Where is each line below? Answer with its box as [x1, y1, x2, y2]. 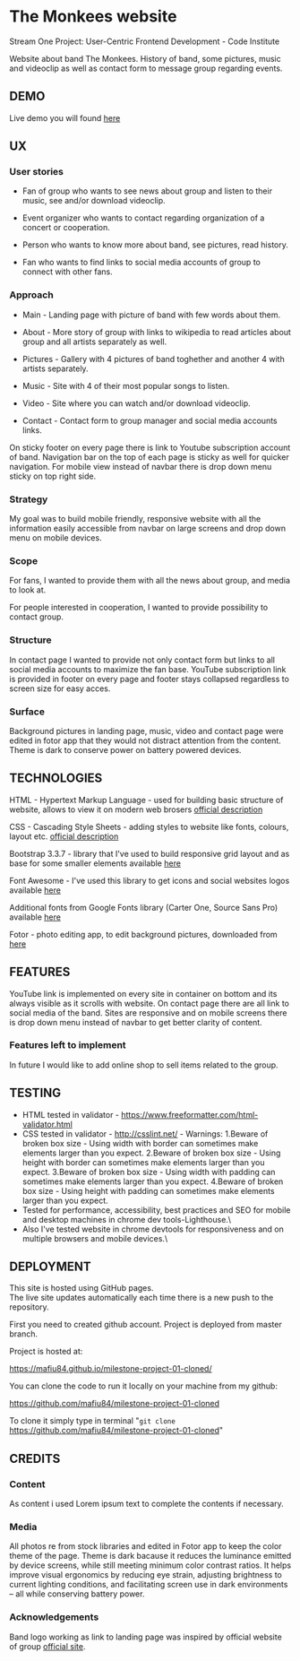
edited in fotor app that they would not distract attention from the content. [9, 735, 282, 746]
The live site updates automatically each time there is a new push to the [9, 1293, 274, 1303]
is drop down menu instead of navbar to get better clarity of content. [9, 1016, 262, 1027]
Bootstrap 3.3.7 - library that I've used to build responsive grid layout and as [9, 848, 290, 859]
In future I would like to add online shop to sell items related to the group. [9, 1060, 279, 1070]
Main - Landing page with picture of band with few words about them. [21, 309, 281, 320]
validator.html [21, 1119, 73, 1129]
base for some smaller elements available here [9, 858, 182, 869]
